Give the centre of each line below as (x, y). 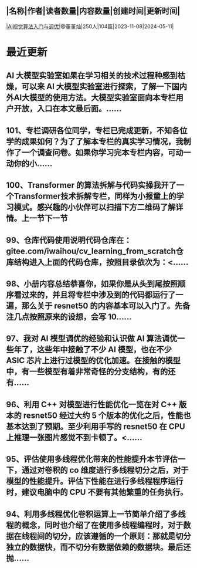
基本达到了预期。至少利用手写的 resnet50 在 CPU (96, 426)
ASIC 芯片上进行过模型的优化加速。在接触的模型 (93, 361)
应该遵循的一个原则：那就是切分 (133, 536)
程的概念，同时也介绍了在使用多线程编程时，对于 (95, 525)
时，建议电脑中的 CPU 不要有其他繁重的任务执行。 (97, 492)
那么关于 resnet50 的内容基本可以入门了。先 (102, 305)
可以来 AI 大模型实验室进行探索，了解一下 (96, 87)
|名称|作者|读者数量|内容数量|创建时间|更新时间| (93, 11)
